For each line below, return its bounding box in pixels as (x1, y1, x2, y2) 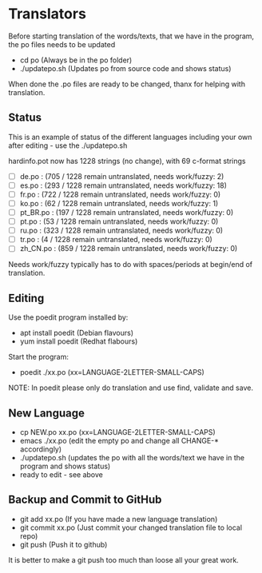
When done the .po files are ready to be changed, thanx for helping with (8, 79, 246, 89)
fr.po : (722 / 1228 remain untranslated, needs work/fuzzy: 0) (19, 189, 221, 199)
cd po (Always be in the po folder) (19, 55, 133, 65)
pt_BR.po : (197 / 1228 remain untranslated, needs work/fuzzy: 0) (19, 208, 234, 217)
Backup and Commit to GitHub (8, 493, 162, 507)
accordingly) (19, 444, 62, 454)
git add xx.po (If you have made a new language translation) (19, 514, 218, 523)
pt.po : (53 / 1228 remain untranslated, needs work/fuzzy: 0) (19, 217, 219, 226)
